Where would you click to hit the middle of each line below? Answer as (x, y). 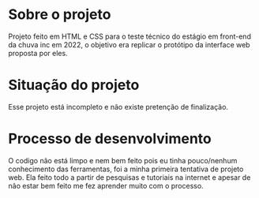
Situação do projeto (74, 85)
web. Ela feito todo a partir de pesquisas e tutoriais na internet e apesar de (129, 177)
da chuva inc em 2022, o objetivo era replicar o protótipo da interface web (129, 44)
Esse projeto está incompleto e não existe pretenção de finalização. (118, 106)
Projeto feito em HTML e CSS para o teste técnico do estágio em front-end (129, 36)
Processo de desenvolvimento (110, 139)
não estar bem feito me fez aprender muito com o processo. (106, 185)
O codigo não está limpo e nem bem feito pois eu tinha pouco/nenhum (123, 160)
